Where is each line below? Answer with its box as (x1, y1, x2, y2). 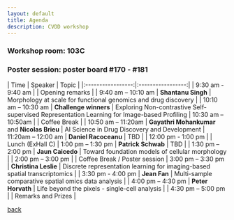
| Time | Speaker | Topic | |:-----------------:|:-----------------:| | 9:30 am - (7, 81, 225, 89)
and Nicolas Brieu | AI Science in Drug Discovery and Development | (7, 125, 205, 133)
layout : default (7, 10, 54, 17)
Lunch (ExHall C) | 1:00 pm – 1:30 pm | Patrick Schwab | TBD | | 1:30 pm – (7, 140, 220, 148)
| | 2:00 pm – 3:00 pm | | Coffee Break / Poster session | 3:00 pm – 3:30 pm (7, 155, 225, 163)
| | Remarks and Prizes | (7, 191, 76, 200)
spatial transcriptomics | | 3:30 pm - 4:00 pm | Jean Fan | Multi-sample (7, 169, 212, 178)
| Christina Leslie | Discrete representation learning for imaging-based (7, 162, 211, 171)
